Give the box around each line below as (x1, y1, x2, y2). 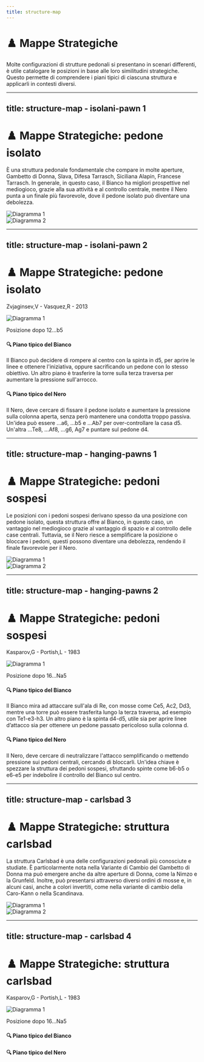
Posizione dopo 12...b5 (6, 326, 64, 334)
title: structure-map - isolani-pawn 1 (6, 103, 146, 113)
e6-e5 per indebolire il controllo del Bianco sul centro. (6, 771, 141, 778)
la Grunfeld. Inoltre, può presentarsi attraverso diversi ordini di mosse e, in (6, 877, 192, 884)
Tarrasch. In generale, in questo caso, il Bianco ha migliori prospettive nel (6, 179, 190, 186)
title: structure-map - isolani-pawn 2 (6, 240, 148, 250)
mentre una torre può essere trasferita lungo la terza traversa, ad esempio (6, 709, 191, 716)
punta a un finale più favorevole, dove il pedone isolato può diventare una (6, 192, 190, 199)
